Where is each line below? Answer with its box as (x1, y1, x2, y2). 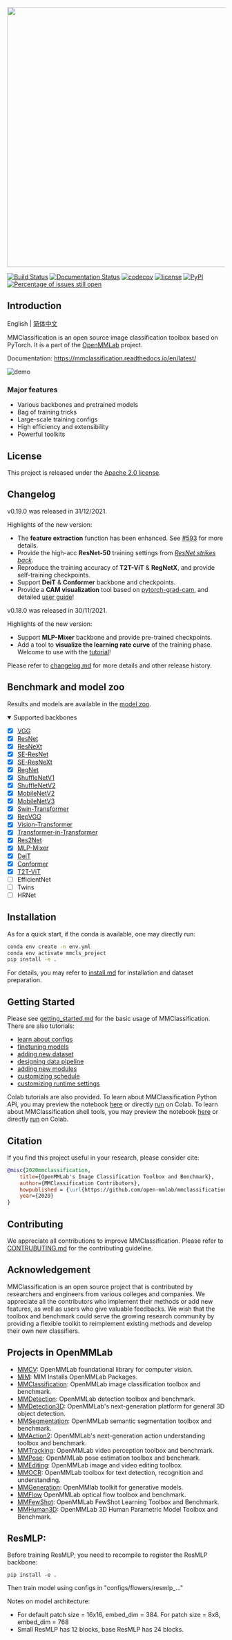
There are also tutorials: (7, 1022, 75, 1030)
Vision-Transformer (17, 821, 73, 829)
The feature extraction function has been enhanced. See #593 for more (17, 534, 223, 542)
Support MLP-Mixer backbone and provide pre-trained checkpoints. (17, 633, 213, 641)
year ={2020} (19, 1192, 54, 1200)
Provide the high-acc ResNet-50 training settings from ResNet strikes (17, 548, 216, 557)
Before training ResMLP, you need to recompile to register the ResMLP (7, 1551, 208, 1559)
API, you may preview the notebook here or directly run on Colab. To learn (7, 1100, 219, 1108)
